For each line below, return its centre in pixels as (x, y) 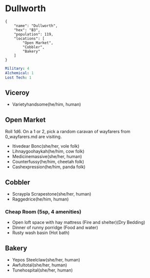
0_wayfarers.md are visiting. (33, 137)
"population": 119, (34, 34)
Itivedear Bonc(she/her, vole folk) (46, 146)
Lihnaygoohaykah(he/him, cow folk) (48, 151)
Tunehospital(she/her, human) (43, 270)
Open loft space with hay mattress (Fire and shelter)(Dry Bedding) (79, 222)
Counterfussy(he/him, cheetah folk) (48, 162)
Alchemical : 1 (20, 73)
